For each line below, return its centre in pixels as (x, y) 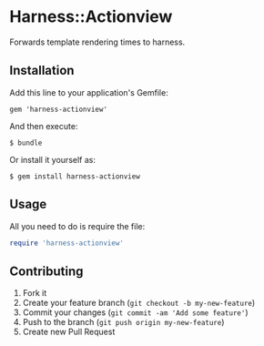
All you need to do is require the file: (77, 226)
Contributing (46, 271)
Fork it (35, 293)
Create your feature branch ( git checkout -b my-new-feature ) (139, 303)
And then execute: (44, 126)
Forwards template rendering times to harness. (97, 42)
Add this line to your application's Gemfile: (89, 92)
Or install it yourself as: (52, 159)
